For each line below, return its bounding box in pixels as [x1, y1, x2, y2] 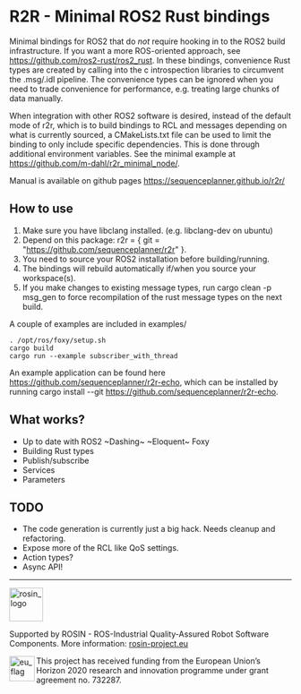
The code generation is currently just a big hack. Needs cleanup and [21, 524, 276, 535]
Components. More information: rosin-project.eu [9, 638, 189, 649]
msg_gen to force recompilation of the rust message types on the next [21, 291, 282, 302]
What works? [9, 412, 85, 427]
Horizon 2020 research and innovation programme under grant [36, 665, 269, 676]
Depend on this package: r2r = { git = [21, 235, 160, 245]
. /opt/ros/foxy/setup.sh [9, 336, 106, 345]
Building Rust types [21, 445, 94, 456]
